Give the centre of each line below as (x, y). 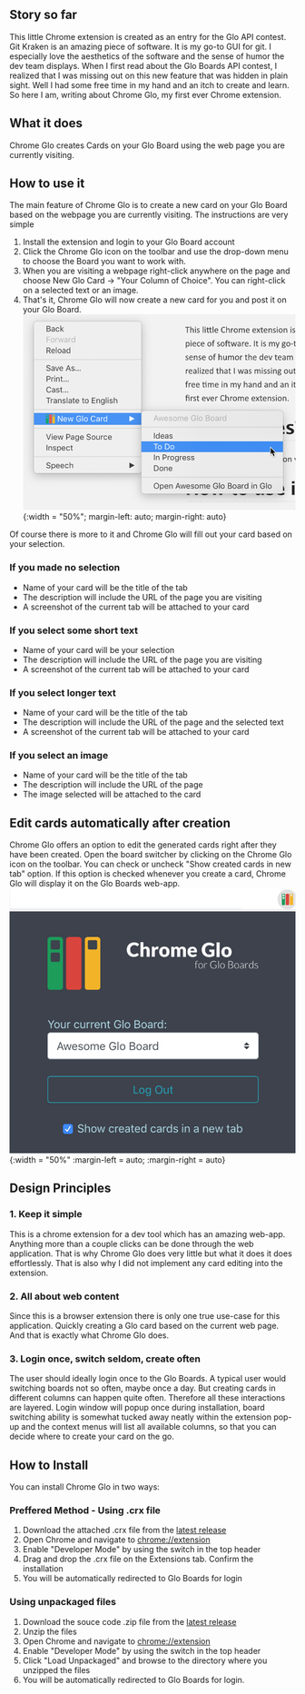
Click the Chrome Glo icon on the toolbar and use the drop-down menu (155, 252)
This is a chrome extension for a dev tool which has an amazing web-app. (148, 1233)
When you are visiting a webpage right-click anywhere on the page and (156, 271)
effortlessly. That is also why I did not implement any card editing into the (146, 1263)
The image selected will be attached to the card (112, 795)
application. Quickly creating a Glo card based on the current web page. (144, 1326)
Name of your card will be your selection (98, 649)
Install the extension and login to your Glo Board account (128, 242)
